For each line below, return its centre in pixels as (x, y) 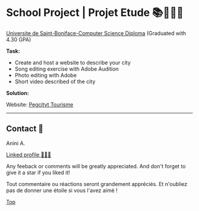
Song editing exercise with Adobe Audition (67, 69)
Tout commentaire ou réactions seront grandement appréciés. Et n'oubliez (97, 184)
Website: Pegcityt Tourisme (40, 104)
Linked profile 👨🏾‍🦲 (29, 155)
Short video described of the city (55, 81)
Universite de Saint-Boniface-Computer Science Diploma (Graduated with (96, 33)
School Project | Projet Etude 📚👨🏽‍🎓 (95, 13)
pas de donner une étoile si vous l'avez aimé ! (62, 190)
